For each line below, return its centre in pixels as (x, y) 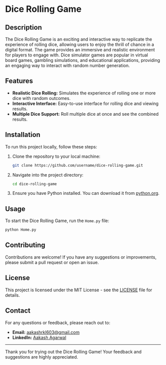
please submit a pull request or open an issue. (52, 262)
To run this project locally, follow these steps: (51, 146)
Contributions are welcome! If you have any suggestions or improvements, (81, 257)
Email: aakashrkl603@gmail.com (46, 332)
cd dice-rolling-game (34, 184)
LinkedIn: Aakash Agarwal (39, 337)
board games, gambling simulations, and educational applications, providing (83, 60)
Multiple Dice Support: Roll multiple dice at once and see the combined (85, 114)
